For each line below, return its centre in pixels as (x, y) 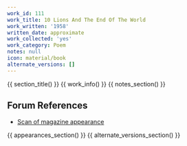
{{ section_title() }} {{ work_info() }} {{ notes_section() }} (87, 84)
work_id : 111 (26, 13)
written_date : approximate (46, 33)
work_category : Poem (37, 45)
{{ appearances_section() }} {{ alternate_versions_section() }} (94, 135)
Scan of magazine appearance (60, 122)
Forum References (47, 106)
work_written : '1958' (38, 26)
